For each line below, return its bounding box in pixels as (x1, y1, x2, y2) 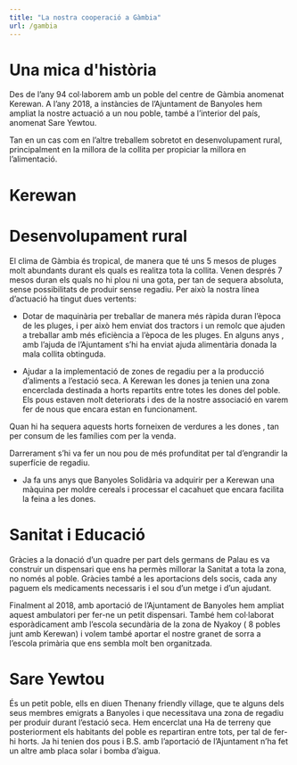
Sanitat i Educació (9, 524, 145, 545)
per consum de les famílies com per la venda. (9, 430, 177, 441)
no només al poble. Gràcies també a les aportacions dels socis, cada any (9, 572, 278, 584)
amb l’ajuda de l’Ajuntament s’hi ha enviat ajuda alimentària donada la (21, 339, 277, 350)
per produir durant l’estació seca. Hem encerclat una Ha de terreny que (9, 717, 272, 728)
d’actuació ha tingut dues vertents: (9, 293, 136, 304)
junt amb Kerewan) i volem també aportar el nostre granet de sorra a (9, 628, 261, 638)
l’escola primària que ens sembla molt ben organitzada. (9, 637, 212, 648)
